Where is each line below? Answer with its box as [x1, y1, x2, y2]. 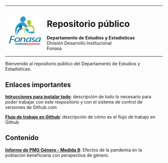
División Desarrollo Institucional [46, 40, 111, 46]
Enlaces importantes [5, 80, 71, 89]
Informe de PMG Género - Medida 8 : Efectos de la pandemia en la [5, 147, 142, 153]
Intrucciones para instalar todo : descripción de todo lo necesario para [5, 94, 151, 100]
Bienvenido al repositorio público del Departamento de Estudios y [5, 61, 140, 67]
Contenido [5, 134, 39, 142]
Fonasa [46, 45, 62, 51]
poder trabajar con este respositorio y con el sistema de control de [5, 99, 142, 105]
